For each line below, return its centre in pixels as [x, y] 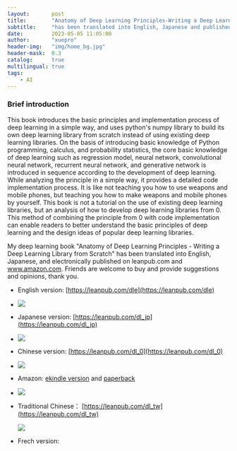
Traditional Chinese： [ [51, 406]
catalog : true [36, 60]
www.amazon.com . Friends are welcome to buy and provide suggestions [113, 269]
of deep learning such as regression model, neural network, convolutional [115, 157]
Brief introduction [38, 105]
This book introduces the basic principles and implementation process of [114, 119]
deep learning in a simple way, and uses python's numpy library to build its [116, 127]
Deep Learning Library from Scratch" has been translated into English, [109, 253]
